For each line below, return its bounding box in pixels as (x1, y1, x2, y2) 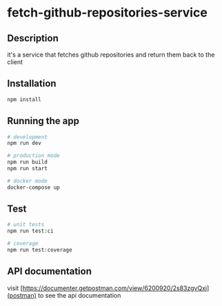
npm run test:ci (7, 227, 54, 235)
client (7, 58, 23, 66)
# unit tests (7, 221, 45, 228)
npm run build (7, 159, 48, 166)
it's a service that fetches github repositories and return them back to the (7, 50, 215, 59)
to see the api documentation (37, 291, 121, 299)
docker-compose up (7, 184, 60, 191)
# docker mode (7, 177, 48, 184)
